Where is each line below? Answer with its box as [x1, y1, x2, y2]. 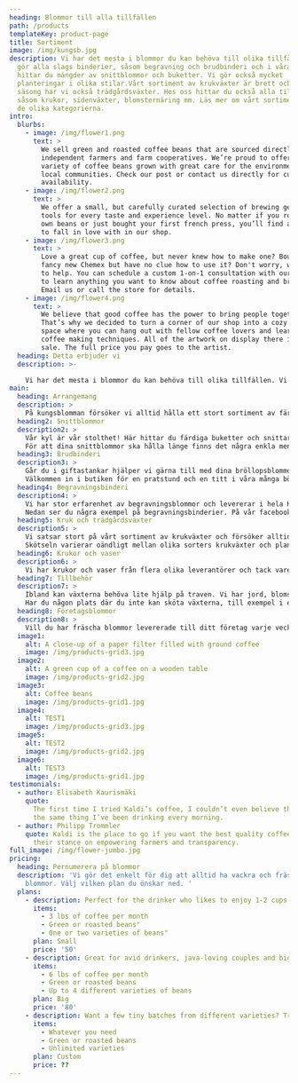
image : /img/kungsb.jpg [9, 46, 98, 55]
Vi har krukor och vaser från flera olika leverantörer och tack [25, 565, 272, 574]
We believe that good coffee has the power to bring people [41, 310, 268, 320]
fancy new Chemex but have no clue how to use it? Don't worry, [41, 261, 284, 270]
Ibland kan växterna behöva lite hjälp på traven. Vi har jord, [25, 590, 268, 599]
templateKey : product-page [9, 29, 109, 38]
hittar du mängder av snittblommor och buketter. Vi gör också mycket [17, 71, 284, 80]
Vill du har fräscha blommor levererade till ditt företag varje [25, 623, 272, 632]
